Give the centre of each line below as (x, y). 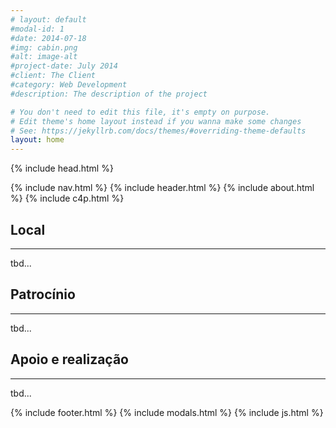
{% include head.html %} (62, 168)
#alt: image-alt (44, 57)
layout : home (37, 140)
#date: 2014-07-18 (48, 38)
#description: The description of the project (109, 94)
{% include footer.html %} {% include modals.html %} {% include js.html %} (167, 412)
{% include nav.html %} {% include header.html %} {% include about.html (162, 188)
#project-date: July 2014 (64, 66)
